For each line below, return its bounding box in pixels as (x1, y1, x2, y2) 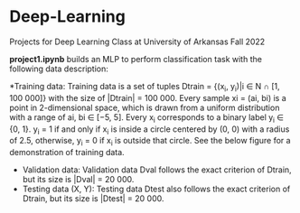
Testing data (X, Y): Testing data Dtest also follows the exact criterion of (22, 183, 291, 195)
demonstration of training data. (9, 147, 125, 158)
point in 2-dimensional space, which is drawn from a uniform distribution (9, 102, 280, 113)
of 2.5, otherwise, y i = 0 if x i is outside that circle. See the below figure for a (9, 135, 291, 148)
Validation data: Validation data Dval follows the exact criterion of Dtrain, (22, 164, 292, 175)
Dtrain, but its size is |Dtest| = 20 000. (22, 193, 164, 204)
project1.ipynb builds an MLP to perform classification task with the (9, 53, 262, 64)
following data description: (9, 63, 108, 74)
